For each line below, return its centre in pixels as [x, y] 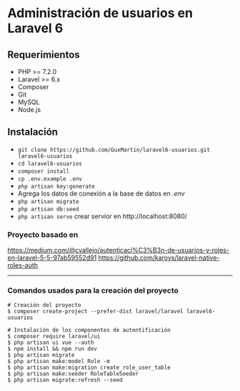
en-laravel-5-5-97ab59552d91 [52, 258]
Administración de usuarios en [100, 13]
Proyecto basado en [43, 235]
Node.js [29, 110]
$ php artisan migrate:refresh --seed [65, 380]
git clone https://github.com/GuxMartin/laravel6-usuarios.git [114, 150]
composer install [44, 171]
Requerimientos [44, 55]
